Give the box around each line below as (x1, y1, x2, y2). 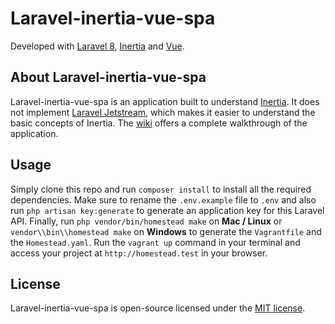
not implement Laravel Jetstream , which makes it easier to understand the (10, 106, 316, 118)
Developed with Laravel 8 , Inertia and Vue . (10, 40, 185, 52)
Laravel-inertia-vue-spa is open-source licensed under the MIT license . (10, 302, 306, 314)
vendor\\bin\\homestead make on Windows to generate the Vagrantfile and (10, 225, 322, 237)
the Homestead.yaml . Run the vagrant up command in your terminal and (10, 236, 301, 248)
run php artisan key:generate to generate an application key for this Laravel (10, 204, 325, 216)
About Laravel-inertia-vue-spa (10, 69, 207, 86)
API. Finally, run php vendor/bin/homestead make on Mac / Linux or (10, 215, 283, 227)
